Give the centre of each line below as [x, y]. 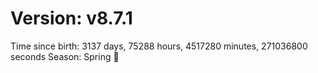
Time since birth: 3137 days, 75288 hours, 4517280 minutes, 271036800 [159, 46]
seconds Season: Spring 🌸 [65, 56]
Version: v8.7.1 [71, 18]
